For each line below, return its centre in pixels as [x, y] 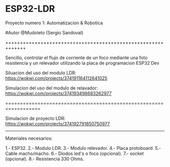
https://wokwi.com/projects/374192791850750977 [58, 123]
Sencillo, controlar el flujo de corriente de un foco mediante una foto [76, 57]
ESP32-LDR [30, 9]
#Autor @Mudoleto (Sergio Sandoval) [44, 32]
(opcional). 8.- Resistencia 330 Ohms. [45, 159]
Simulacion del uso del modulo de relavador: [52, 88]
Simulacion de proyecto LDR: [35, 118]
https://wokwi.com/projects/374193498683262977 [59, 93]
